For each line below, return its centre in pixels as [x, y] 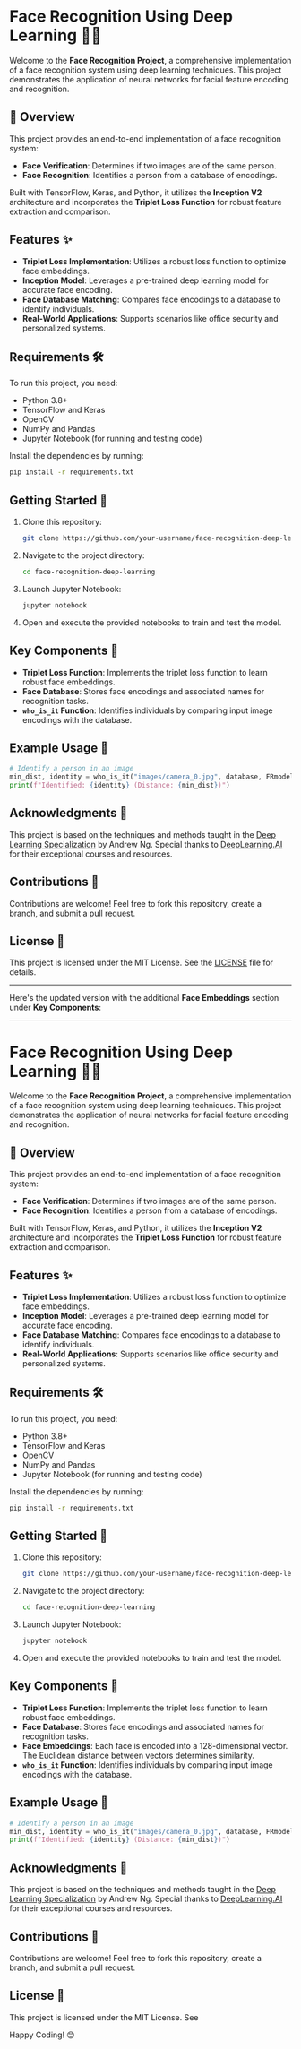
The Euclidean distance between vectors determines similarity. [138, 1755]
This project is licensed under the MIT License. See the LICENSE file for [142, 963]
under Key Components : [55, 1007]
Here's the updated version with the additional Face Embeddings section [144, 998]
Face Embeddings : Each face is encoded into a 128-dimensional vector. [155, 1745]
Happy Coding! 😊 [42, 2035]
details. [23, 972]
